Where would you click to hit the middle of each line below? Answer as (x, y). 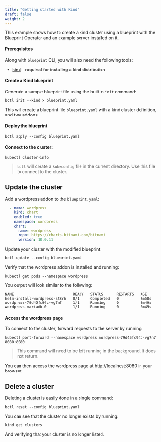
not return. (28, 356)
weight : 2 (15, 19)
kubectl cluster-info (27, 158)
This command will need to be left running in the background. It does (86, 351)
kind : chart (26, 212)
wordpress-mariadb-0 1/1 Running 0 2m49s (78, 307)
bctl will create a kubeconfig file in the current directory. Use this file (86, 166)
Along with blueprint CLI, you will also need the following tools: (69, 60)
